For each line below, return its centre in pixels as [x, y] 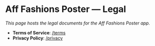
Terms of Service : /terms [39, 32]
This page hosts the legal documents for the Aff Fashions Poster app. [78, 23]
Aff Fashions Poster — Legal [66, 9]
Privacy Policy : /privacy [38, 38]
